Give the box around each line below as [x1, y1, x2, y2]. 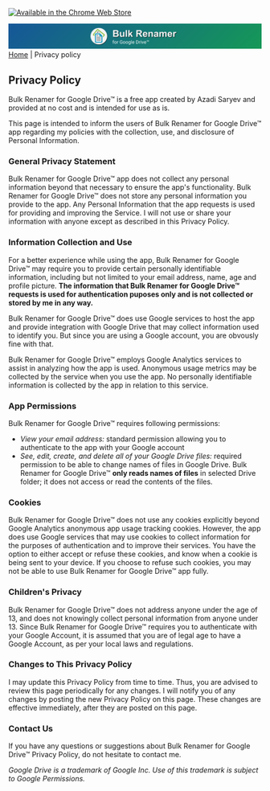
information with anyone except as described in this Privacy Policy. [8, 217, 230, 227]
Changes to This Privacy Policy [8, 659, 133, 670]
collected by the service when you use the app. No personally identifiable [8, 371, 252, 381]
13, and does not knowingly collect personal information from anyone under [8, 613, 259, 623]
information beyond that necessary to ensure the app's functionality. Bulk [8, 182, 252, 192]
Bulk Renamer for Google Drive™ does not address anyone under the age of [8, 605, 258, 614]
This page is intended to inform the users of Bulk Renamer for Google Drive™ [8, 119, 262, 129]
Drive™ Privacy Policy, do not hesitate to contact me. [8, 750, 182, 760]
